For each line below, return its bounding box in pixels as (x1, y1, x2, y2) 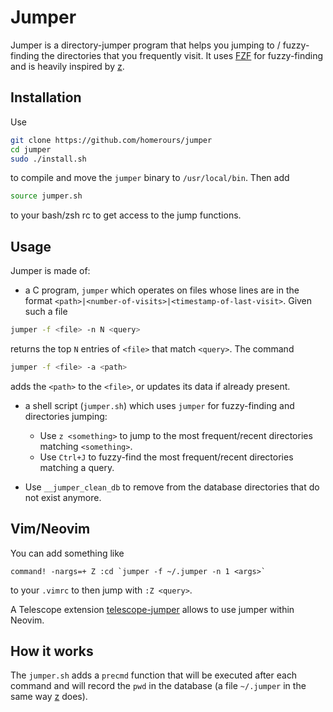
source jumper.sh (10, 191, 83, 201)
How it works (10, 643, 94, 660)
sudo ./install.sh (10, 154, 87, 164)
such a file (24, 306, 68, 318)
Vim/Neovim (10, 521, 91, 538)
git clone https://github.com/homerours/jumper (10, 135, 213, 145)
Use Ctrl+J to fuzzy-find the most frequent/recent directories (39, 451, 294, 463)
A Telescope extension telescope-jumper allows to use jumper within (10, 603, 295, 615)
